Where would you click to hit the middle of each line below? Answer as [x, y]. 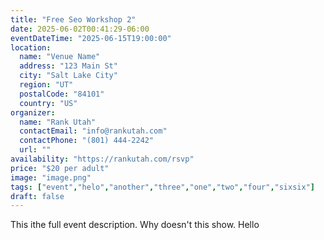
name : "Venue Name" [60, 57]
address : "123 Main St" [68, 66]
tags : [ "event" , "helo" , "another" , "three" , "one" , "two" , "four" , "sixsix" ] [162, 187]
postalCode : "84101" [62, 94]
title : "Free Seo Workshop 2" [73, 19]
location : [31, 47]
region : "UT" [46, 85]
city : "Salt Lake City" [68, 76]
